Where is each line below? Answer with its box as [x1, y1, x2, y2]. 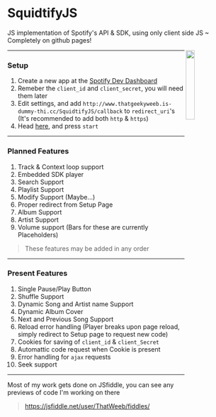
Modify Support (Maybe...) [17, 193, 96, 201]
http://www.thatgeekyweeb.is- [82, 101, 172, 108]
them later [17, 92, 48, 100]
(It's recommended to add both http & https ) [17, 114, 149, 123]
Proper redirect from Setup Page [17, 200, 113, 209]
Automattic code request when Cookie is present [17, 345, 161, 353]
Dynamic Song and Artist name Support [17, 300, 134, 308]
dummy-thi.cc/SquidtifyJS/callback [17, 108, 123, 115]
